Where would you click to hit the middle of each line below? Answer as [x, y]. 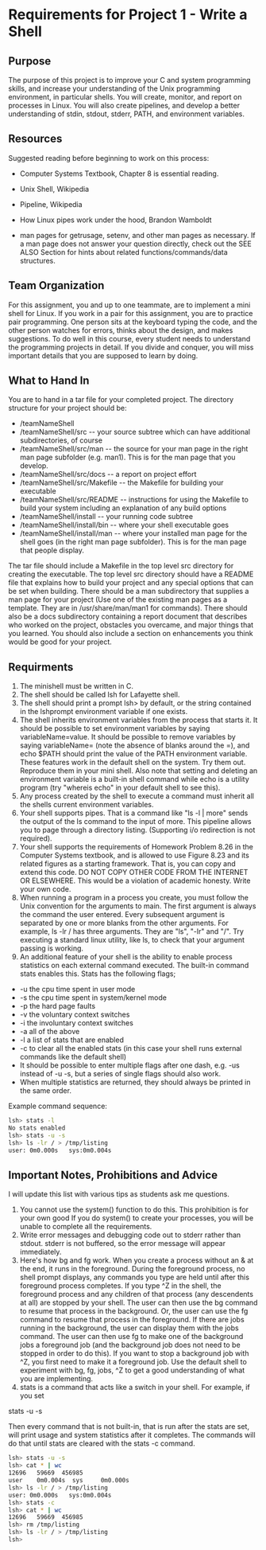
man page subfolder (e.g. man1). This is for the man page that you [127, 457]
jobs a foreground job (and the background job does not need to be [130, 1345]
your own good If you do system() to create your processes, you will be [137, 1218]
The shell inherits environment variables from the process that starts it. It [139, 720]
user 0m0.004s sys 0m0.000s [69, 1481]
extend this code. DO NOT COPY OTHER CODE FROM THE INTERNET [134, 873]
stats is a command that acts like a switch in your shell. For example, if [135, 1388]
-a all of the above [50, 1032]
